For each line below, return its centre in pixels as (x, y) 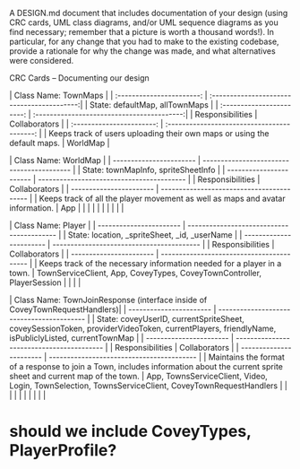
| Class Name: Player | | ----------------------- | (98, 225)
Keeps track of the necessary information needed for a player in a (160, 263)
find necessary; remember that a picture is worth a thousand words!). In (142, 32)
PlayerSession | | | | (45, 282)
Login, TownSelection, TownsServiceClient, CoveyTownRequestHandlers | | (149, 386)
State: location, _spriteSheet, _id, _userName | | (155, 235)
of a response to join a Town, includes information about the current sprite (146, 366)
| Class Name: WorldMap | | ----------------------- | (105, 160)
